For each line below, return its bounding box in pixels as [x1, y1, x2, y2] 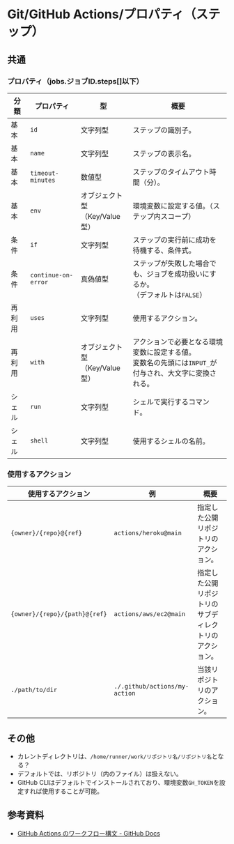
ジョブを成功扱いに [146, 269, 210, 279]
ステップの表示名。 [132, 148, 196, 158]
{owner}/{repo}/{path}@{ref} [10, 611, 107, 618]
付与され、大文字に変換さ [132, 368, 217, 378]
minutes [30, 176, 56, 184]
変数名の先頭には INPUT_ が [132, 358, 217, 367]
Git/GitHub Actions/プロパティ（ [7, 6, 196, 22]
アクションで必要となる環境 [132, 337, 224, 346]
